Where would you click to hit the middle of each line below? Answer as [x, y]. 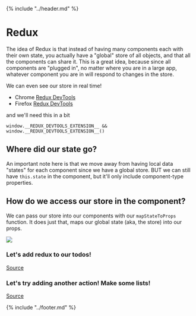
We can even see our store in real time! [54, 86]
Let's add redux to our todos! [49, 255]
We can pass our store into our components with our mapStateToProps [91, 216]
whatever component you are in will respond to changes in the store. [90, 74]
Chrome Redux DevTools [45, 97]
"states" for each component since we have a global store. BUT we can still [99, 170]
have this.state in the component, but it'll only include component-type [95, 176]
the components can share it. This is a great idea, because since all [88, 61]
